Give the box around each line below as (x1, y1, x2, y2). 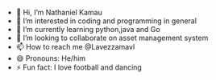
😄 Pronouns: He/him (15, 54, 86, 63)
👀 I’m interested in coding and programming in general (15, 16, 197, 26)
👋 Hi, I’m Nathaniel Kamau (15, 8, 102, 17)
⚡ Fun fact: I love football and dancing (15, 62, 143, 72)
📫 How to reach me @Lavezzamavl (15, 42, 135, 51)
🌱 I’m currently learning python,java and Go (15, 25, 160, 34)
